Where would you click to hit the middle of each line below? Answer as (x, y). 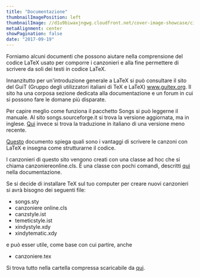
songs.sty (27, 201)
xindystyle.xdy (33, 227)
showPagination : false (34, 34)
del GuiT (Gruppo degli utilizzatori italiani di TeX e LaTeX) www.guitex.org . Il (99, 87)
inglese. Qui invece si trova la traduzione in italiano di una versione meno (96, 124)
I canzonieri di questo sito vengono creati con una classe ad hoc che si (93, 159)
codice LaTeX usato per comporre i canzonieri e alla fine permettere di (93, 63)
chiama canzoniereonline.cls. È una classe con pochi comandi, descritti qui (98, 166)
